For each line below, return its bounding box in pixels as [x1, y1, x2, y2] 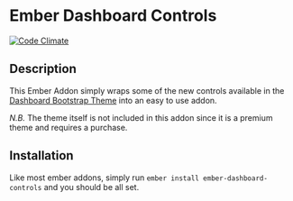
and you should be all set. [43, 181, 140, 192]
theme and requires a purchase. [9, 122, 128, 132]
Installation [9, 148, 74, 163]
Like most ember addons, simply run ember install [9, 172, 200, 183]
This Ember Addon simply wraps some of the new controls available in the [9, 85, 285, 96]
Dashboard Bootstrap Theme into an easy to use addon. [9, 95, 218, 105]
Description [9, 61, 77, 77]
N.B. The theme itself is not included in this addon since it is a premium [9, 112, 273, 123]
